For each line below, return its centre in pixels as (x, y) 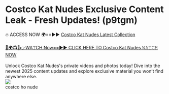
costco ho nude (22, 87)
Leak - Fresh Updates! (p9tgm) (72, 20)
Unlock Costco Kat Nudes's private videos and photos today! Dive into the (83, 66)
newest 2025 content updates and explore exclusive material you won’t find (84, 71)
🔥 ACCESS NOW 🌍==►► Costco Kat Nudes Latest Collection (70, 35)
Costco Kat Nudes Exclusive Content (84, 9)
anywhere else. (21, 76)
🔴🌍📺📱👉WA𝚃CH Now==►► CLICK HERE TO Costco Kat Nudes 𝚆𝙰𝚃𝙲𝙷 (82, 47)
